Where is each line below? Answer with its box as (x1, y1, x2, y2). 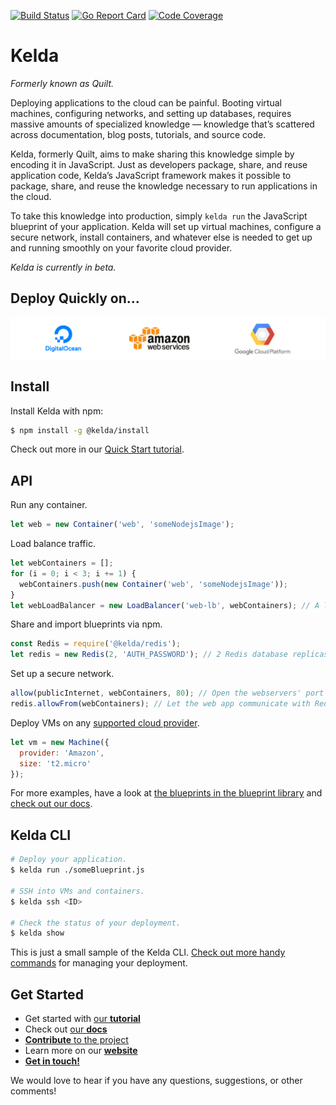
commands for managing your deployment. (10, 957, 188, 969)
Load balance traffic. (10, 538, 96, 550)
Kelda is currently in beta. (10, 261, 117, 273)
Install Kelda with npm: (10, 405, 104, 417)
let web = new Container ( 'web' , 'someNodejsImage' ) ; (10, 520, 235, 530)
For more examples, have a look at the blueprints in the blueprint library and (10, 787, 323, 799)
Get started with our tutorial (24, 1013, 141, 1025)
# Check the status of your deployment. (10, 918, 182, 928)
